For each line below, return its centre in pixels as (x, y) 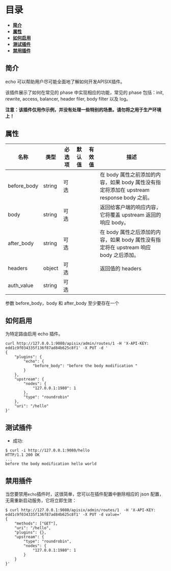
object (51, 268)
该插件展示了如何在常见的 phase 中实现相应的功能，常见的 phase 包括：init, (84, 92)
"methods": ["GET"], (36, 524)
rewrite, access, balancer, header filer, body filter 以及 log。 (68, 99)
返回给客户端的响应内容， (131, 207)
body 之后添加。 (120, 255)
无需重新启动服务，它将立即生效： (41, 500)
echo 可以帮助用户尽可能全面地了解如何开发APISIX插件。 (65, 81)
